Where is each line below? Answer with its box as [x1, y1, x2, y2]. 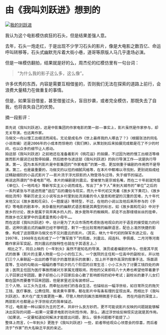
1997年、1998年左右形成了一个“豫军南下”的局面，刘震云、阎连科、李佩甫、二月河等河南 [5, 236, 160, 241]
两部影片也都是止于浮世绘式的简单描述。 [5, 299, 75, 304]
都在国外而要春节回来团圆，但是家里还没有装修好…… [5, 278, 94, 283]
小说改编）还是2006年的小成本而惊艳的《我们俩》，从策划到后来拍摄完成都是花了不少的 [5, 141, 156, 146]
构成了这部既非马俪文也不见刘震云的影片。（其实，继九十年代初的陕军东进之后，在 [12, 230, 154, 236]
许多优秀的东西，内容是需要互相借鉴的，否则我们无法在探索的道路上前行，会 [5, 80, 161, 87]
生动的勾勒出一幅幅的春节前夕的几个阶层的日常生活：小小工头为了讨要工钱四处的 [16, 262, 156, 267]
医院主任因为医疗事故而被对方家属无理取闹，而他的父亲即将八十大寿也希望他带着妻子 [12, 268, 160, 272]
